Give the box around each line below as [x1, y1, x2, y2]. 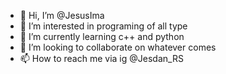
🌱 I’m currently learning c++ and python [19, 31, 185, 42]
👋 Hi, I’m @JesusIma [19, 10, 105, 21]
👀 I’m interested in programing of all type [19, 20, 188, 32]
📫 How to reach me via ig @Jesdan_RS [19, 53, 184, 64]
